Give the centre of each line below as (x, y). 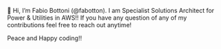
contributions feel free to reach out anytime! (69, 25)
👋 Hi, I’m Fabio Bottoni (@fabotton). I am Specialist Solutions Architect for (111, 11)
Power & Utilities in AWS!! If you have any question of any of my (97, 18)
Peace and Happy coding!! (45, 38)
